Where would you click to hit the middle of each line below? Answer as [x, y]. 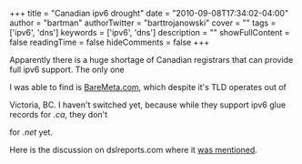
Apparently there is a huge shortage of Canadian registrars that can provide [151, 60]
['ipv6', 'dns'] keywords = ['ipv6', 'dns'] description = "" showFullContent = [150, 32]
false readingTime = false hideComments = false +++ [110, 42]
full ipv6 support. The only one [67, 69]
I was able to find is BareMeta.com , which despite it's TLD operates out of [148, 87]
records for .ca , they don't [59, 114]
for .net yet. [31, 132]
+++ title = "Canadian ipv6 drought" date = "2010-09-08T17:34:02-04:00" [149, 13]
